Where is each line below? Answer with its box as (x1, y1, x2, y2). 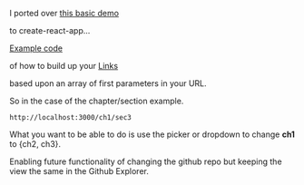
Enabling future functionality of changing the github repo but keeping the (9, 156, 283, 167)
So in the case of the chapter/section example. (9, 95, 184, 106)
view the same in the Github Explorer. (9, 166, 150, 176)
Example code (9, 43, 64, 54)
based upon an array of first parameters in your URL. (9, 78, 207, 89)
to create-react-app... (9, 25, 91, 35)
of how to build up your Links (9, 61, 119, 71)
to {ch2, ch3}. (9, 139, 62, 149)
